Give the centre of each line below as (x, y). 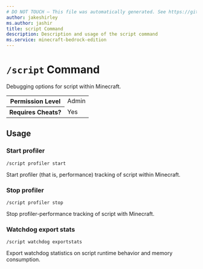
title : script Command (35, 29)
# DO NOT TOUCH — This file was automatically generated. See (86, 12)
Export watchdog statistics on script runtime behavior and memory (89, 253)
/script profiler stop (35, 203)
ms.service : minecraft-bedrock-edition (56, 40)
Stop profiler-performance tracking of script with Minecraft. (80, 214)
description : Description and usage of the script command (82, 34)
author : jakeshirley (32, 17)
